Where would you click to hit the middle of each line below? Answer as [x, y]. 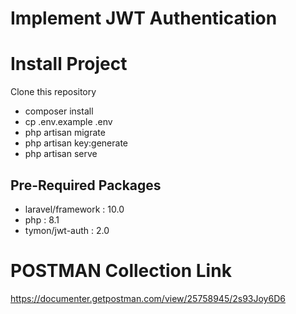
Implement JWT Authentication [144, 18]
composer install [59, 111]
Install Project [69, 64]
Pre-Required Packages [86, 185]
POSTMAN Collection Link [121, 271]
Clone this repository [53, 92]
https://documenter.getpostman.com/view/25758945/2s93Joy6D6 [148, 298]
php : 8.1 [42, 219]
